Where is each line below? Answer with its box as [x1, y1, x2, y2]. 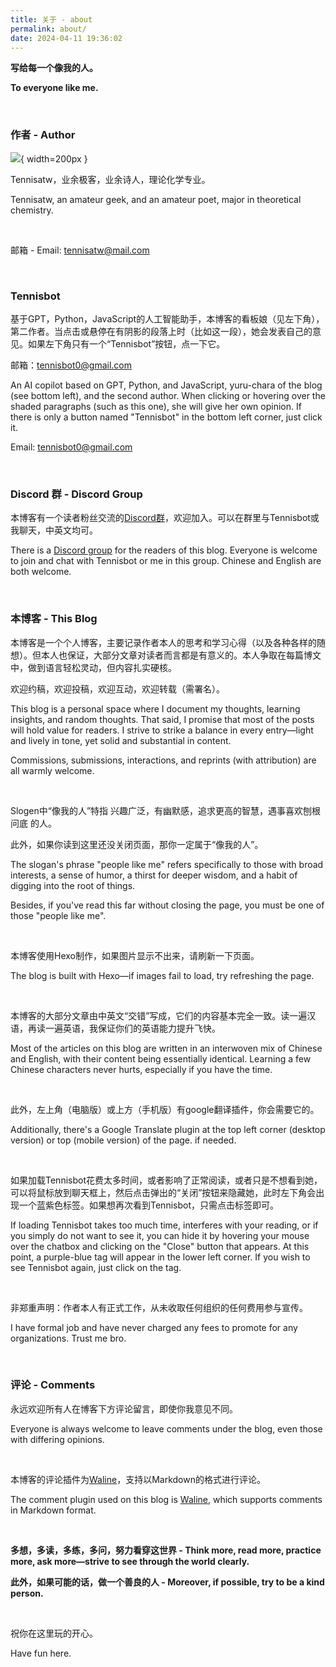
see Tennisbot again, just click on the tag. [10, 1261, 182, 1273]
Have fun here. [10, 1647, 72, 1659]
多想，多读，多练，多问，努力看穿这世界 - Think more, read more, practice [10, 1544, 322, 1556]
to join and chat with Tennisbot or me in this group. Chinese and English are [10, 555, 322, 567]
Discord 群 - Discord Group [10, 487, 143, 501]
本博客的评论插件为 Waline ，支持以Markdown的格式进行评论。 [10, 1473, 266, 1485]
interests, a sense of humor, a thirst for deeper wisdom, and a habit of [10, 869, 298, 881]
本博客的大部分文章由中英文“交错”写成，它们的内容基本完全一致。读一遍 [10, 1009, 308, 1021]
